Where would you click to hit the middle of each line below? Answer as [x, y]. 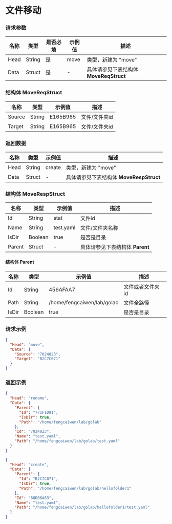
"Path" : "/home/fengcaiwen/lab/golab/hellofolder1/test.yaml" [82, 508]
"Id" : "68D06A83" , [34, 498]
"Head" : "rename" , [30, 398]
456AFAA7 [62, 289]
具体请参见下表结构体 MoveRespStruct [113, 177]
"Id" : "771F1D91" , [38, 412]
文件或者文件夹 [142, 286]
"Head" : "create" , [30, 465]
